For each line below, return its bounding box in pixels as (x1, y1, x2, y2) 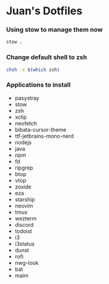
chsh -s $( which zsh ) (6, 67, 60, 73)
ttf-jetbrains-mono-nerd (14, 132, 74, 140)
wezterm (14, 215, 37, 222)
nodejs (14, 138, 32, 146)
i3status (14, 240, 35, 247)
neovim (14, 202, 33, 209)
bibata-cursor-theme (14, 126, 67, 133)
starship (14, 196, 35, 203)
